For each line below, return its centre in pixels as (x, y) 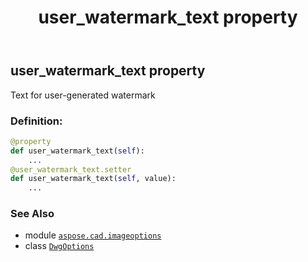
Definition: (36, 121)
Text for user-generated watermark (83, 95)
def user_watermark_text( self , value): (93, 179)
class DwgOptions (59, 246)
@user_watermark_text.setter (71, 169)
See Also (32, 214)
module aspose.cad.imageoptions (93, 235)
